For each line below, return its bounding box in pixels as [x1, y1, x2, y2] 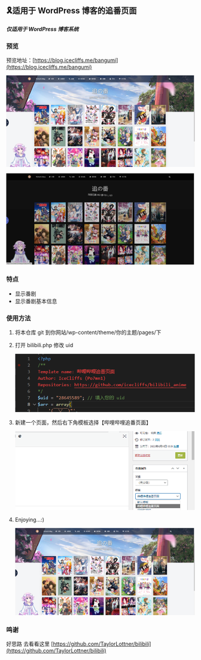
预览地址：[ [6, 56, 35, 64]
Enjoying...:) [14, 516, 45, 523]
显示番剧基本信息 [14, 297, 57, 304]
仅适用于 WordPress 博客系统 [6, 25, 79, 32]
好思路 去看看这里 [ [6, 640, 53, 647]
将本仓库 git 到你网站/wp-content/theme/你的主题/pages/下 [14, 328, 162, 336]
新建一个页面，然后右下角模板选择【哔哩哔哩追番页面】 [14, 419, 151, 426]
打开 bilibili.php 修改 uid [14, 341, 74, 348]
